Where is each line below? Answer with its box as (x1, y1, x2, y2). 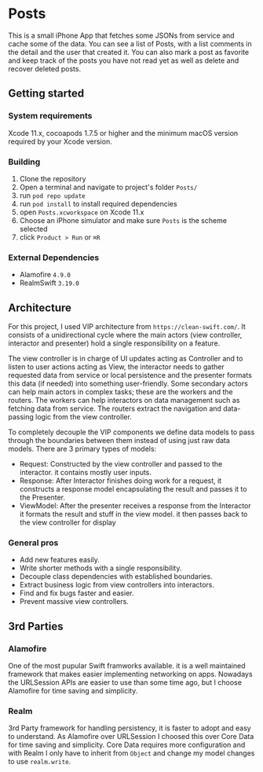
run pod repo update (19, 190, 86, 200)
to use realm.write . (8, 757, 71, 767)
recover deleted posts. (8, 64, 81, 73)
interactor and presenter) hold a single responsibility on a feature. (8, 338, 221, 348)
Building (8, 156, 41, 167)
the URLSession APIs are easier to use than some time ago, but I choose (8, 678, 242, 687)
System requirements (8, 111, 93, 122)
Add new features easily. (19, 555, 100, 565)
